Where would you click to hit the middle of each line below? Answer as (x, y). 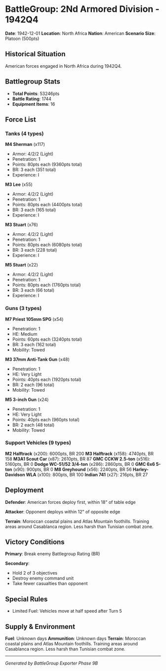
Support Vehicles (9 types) (38, 443)
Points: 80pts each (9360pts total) (47, 165)
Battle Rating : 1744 (32, 99)
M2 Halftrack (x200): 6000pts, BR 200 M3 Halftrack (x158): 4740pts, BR (80, 453)
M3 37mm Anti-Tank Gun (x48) (38, 359)
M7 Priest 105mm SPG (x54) (34, 319)
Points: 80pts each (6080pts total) (47, 245)
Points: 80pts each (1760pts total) (46, 285)
